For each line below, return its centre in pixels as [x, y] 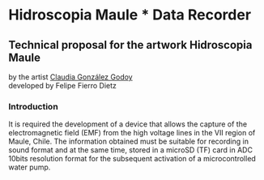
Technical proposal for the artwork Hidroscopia [130, 45]
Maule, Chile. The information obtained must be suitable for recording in [129, 141]
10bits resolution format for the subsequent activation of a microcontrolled [132, 159]
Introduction [33, 106]
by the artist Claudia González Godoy [70, 77]
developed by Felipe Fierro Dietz [63, 86]
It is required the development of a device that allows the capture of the [128, 124]
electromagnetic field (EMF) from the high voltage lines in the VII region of [132, 133]
